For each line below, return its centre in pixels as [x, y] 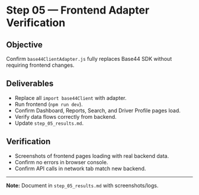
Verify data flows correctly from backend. [65, 116]
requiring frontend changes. [40, 65]
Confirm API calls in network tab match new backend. [80, 168]
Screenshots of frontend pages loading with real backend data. [92, 156]
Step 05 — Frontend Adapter [78, 10]
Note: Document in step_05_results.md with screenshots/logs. [82, 185]
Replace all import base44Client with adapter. [70, 97]
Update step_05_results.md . [49, 123]
